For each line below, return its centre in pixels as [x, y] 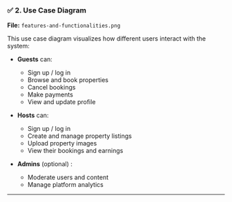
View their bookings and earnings [75, 151]
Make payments [50, 94]
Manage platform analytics [65, 185]
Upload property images [62, 143]
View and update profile [61, 102]
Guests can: [35, 59]
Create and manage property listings [80, 136]
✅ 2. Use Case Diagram [47, 10]
